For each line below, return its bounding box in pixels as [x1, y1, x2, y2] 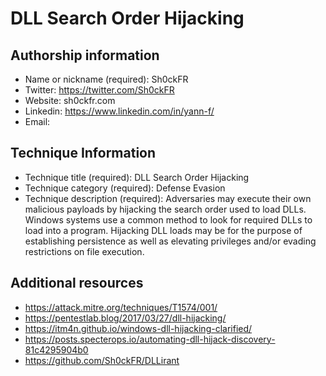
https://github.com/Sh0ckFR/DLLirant [24, 354, 180, 366]
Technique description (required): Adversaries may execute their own [24, 192, 312, 204]
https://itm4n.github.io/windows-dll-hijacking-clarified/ [24, 322, 253, 334]
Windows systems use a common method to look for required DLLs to [24, 213, 313, 226]
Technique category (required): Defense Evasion [24, 182, 226, 194]
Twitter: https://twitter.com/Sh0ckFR [24, 84, 175, 96]
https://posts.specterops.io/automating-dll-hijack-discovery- [24, 333, 276, 345]
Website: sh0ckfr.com [24, 95, 116, 106]
